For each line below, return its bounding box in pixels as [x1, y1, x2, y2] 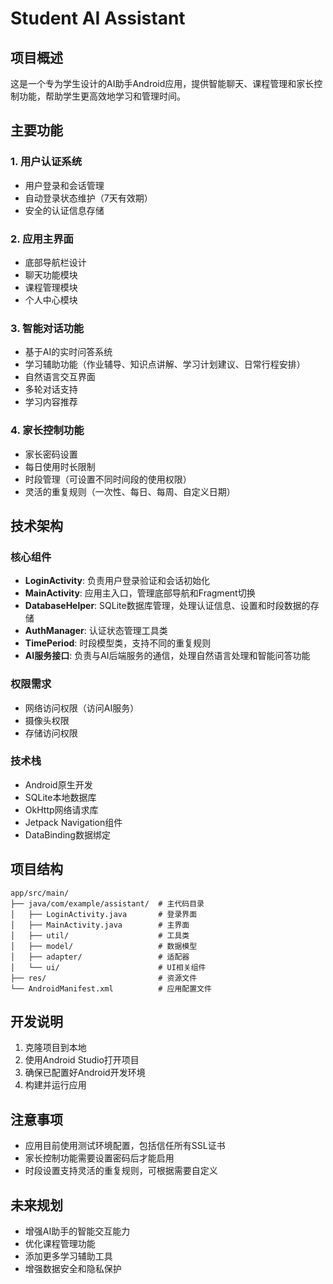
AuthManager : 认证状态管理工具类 [24, 625, 168, 637]
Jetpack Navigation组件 [24, 816, 123, 828]
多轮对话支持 [24, 383, 78, 396]
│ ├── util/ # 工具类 [10, 930, 190, 941]
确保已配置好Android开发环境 [24, 1067, 146, 1079]
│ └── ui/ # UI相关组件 [10, 962, 207, 972]
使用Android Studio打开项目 [24, 1054, 140, 1066]
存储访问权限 [24, 727, 78, 739]
